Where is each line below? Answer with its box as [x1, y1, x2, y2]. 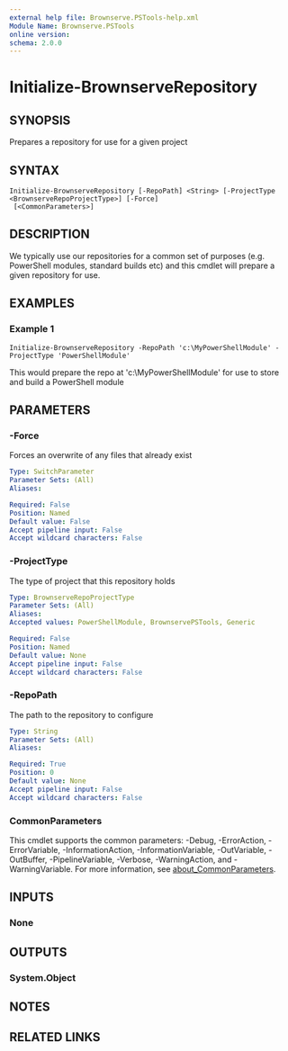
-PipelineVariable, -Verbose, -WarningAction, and [49, 854, 232, 865]
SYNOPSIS [9, 112, 71, 128]
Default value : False [9, 517, 91, 526]
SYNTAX [9, 163, 60, 178]
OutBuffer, [9, 854, 48, 865]
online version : [9, 30, 70, 39]
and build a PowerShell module [9, 376, 124, 387]
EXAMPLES [9, 296, 75, 311]
